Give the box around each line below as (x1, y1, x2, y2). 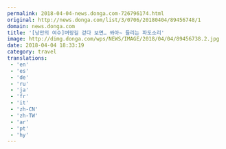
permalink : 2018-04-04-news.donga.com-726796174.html (7, 10, 165, 17)
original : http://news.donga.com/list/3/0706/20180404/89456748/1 (7, 16, 201, 23)
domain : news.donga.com (7, 23, 76, 30)
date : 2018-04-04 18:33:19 (7, 42, 84, 49)
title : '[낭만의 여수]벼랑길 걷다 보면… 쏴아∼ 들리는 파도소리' (7, 29, 165, 36)
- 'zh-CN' (10, 106, 38, 113)
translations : (7, 55, 48, 62)
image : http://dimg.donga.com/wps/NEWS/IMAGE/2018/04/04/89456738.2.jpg (7, 36, 220, 43)
